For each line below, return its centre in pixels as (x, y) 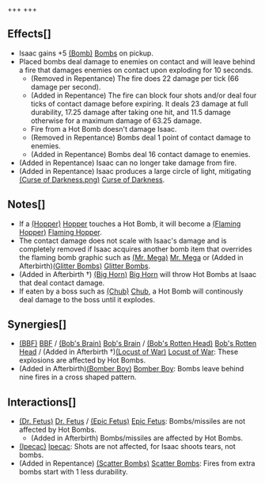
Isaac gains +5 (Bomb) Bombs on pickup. (86, 53)
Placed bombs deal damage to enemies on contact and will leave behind (137, 61)
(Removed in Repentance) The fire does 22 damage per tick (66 (134, 78)
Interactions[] (42, 402)
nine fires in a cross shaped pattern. (78, 377)
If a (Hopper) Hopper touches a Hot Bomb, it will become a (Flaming (130, 224)
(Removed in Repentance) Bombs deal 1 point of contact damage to (140, 137)
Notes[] (26, 204)
